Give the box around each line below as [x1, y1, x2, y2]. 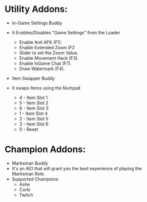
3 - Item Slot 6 [19, 121, 49, 127]
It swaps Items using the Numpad [11, 85, 81, 91]
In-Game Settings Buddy [11, 20, 62, 26]
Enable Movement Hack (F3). [19, 55, 79, 61]
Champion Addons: [4, 144, 86, 155]
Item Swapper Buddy [11, 75, 55, 81]
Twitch [19, 192, 33, 198]
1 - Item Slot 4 [19, 110, 48, 116]
